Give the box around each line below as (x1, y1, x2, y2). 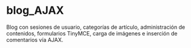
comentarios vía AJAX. (6, 36, 64, 43)
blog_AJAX (6, 4, 64, 17)
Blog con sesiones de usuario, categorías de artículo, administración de (6, 23, 186, 31)
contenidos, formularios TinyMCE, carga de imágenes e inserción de (6, 29, 178, 37)
